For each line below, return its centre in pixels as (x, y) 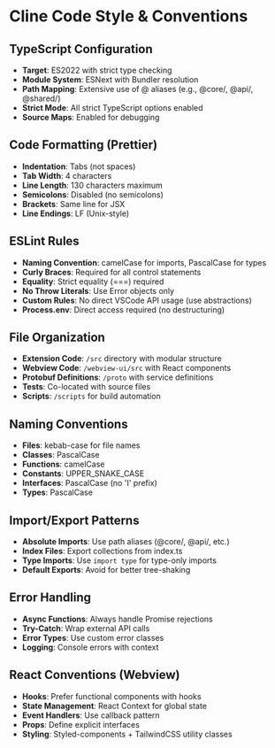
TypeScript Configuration (81, 49)
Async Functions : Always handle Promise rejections (118, 619)
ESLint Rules (44, 241)
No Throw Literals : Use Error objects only (98, 290)
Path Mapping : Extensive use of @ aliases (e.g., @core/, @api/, (137, 89)
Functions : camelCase (63, 464)
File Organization (57, 338)
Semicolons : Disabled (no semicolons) (92, 194)
